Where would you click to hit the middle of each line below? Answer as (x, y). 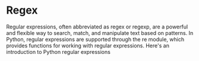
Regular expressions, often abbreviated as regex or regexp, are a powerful (97, 27)
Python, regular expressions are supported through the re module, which (95, 39)
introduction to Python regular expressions (59, 52)
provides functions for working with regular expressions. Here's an (88, 46)
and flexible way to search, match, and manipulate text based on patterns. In (100, 33)
